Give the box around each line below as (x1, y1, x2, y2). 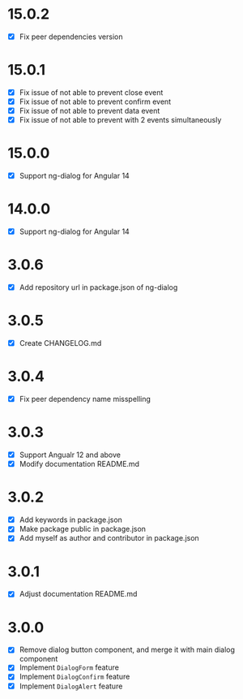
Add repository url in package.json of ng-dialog (19, 283, 178, 292)
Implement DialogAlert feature (19, 681, 123, 691)
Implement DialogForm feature (19, 662, 119, 672)
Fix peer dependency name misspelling (19, 395, 151, 404)
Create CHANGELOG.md (19, 339, 102, 348)
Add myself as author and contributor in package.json (19, 533, 199, 543)
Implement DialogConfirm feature (19, 671, 130, 682)
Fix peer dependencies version (19, 32, 123, 41)
